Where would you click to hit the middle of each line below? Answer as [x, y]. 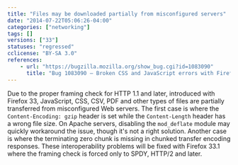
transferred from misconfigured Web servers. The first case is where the [113, 108]
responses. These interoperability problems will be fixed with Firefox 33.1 [114, 146]
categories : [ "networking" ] [49, 27]
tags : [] [20, 34]
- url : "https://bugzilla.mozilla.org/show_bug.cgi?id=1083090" [117, 67]
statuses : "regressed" [41, 47]
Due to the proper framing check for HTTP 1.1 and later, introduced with [111, 93]
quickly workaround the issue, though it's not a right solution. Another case [117, 131]
